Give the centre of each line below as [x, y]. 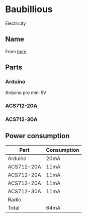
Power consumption [37, 136]
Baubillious [29, 9]
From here [16, 51]
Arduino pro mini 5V [26, 93]
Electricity [16, 23]
